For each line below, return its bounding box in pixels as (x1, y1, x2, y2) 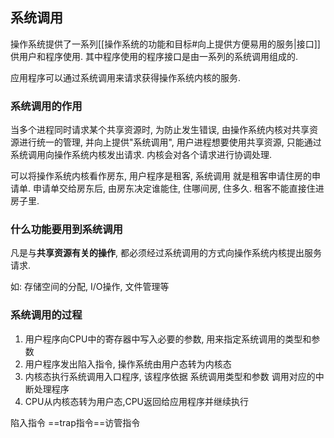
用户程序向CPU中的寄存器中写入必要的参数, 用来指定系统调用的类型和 (24, 333, 312, 345)
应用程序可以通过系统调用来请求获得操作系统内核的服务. (10, 71, 242, 83)
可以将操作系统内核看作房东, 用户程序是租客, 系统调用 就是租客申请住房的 (10, 170, 312, 182)
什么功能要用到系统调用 (10, 223, 123, 237)
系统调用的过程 (10, 308, 83, 322)
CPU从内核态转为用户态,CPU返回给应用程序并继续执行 (24, 395, 250, 407)
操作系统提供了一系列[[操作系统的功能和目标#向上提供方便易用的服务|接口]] (10, 38, 321, 50)
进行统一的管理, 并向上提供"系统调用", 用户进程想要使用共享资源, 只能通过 (18, 136, 322, 148)
